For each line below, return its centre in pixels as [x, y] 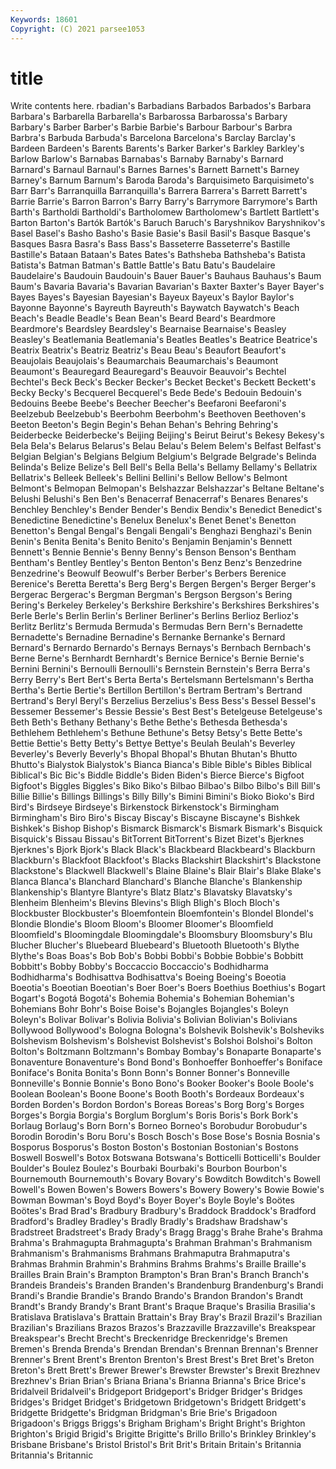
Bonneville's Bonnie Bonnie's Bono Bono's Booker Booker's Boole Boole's [162, 1083]
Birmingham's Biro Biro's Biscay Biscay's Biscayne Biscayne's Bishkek [155, 818]
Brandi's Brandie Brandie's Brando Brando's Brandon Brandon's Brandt [156, 1296]
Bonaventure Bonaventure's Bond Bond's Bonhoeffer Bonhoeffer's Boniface [166, 1062]
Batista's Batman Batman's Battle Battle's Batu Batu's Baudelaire [143, 265]
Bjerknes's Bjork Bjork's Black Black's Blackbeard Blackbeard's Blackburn [163, 850]
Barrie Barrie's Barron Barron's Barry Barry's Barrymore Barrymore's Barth [164, 202]
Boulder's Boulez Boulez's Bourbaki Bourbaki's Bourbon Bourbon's [149, 1168]
